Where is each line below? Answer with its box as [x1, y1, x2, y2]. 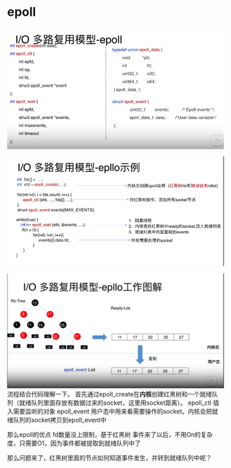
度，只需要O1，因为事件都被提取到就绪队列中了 [7, 438, 141, 447]
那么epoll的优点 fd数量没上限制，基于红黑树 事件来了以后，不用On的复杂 [7, 430, 213, 438]
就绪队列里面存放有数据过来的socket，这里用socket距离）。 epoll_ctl [19, 398, 212, 407]
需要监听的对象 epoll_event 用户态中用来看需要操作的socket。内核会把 [12, 407, 212, 415]
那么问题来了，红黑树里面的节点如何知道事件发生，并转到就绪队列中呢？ [7, 454, 212, 462]
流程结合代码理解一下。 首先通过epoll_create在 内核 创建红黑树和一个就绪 [7, 390, 212, 398]
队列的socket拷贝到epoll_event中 [12, 416, 107, 424]
